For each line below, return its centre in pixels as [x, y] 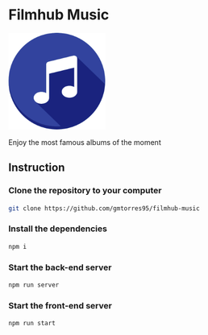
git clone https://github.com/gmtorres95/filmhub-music [104, 208]
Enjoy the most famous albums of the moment [85, 142]
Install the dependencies [58, 229]
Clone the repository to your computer [85, 191]
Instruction [37, 168]
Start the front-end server [60, 305]
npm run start [32, 324]
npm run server [34, 285]
